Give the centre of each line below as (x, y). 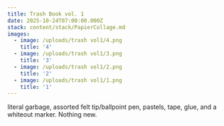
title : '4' (36, 47)
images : (19, 34)
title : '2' (36, 73)
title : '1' (36, 87)
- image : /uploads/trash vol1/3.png (68, 54)
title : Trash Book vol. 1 (46, 14)
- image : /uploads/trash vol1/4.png (68, 41)
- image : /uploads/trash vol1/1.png (68, 80)
